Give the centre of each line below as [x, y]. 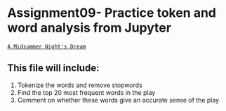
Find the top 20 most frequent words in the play [86, 92]
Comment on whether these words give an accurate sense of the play [118, 100]
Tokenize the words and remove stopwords [80, 85]
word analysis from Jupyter [89, 28]
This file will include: [53, 68]
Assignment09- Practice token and [112, 13]
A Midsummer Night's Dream [47, 46]
